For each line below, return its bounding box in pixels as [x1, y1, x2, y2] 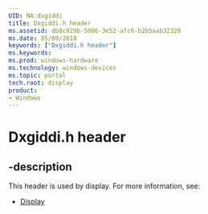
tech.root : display [8, 79, 74, 87]
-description [8, 159, 72, 173]
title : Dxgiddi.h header [8, 19, 92, 27]
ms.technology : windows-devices [8, 64, 116, 72]
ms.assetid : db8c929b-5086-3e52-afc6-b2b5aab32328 [8, 26, 181, 34]
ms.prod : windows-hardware [8, 57, 99, 65]
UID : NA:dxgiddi [8, 11, 63, 20]
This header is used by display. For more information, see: [8, 181, 201, 191]
